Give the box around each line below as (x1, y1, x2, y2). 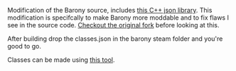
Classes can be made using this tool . (7, 56, 115, 64)
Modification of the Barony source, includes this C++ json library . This (7, 6, 213, 14)
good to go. (7, 42, 41, 50)
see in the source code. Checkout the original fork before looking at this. (7, 21, 220, 29)
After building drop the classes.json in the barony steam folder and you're (7, 34, 223, 43)
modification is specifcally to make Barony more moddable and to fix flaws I (7, 13, 230, 22)
